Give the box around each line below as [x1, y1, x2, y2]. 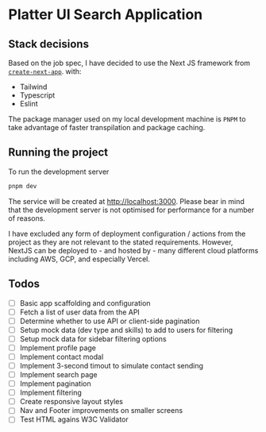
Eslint [19, 99, 38, 108]
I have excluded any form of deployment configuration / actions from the [8, 229, 246, 238]
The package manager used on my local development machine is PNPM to [8, 114, 246, 124]
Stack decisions [8, 37, 90, 51]
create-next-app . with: [8, 67, 82, 76]
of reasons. [8, 213, 46, 223]
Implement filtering [19, 388, 82, 398]
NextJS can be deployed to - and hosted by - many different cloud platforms [8, 245, 259, 255]
